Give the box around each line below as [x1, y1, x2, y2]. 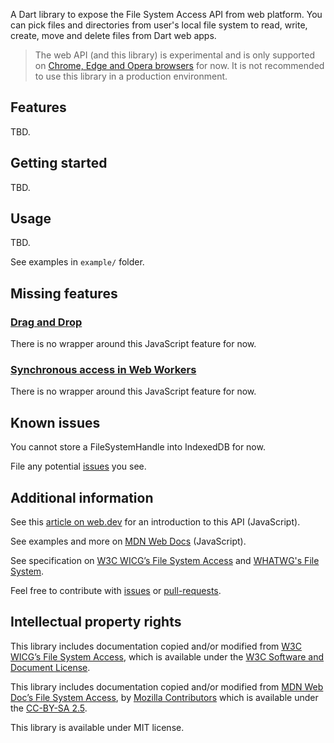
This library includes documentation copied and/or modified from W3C [10, 640, 302, 652]
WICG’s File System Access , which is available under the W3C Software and [10, 650, 325, 663]
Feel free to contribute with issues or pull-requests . [10, 585, 222, 597]
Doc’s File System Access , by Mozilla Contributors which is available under [10, 691, 319, 703]
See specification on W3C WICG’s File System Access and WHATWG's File [10, 555, 320, 567]
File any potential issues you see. [10, 460, 147, 473]
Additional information [10, 489, 154, 506]
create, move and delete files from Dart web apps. [10, 30, 217, 41]
